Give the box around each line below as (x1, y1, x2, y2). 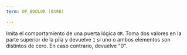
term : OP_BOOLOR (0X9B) (6, 8, 64, 15)
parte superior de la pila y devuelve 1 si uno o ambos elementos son (6, 36, 171, 43)
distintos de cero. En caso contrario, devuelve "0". (6, 42, 128, 49)
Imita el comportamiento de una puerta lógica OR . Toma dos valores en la (6, 30, 182, 37)
